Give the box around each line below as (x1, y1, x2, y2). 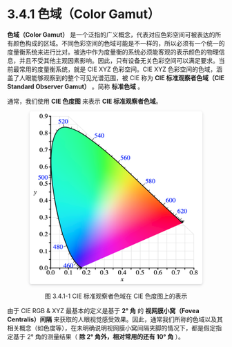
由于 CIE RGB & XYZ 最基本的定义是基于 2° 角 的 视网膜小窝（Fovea (7, 306, 200, 315)
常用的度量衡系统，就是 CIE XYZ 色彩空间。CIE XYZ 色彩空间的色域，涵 (19, 65, 223, 73)
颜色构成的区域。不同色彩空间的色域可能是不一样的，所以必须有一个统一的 (12, 39, 225, 47)
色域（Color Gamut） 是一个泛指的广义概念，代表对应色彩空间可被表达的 (7, 30, 215, 39)
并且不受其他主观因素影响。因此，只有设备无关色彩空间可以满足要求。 (19, 56, 219, 64)
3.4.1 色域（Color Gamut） (7, 6, 160, 22)
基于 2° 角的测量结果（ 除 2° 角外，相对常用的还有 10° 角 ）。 (12, 332, 185, 341)
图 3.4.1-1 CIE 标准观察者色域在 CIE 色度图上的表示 (44, 292, 188, 300)
